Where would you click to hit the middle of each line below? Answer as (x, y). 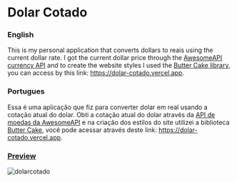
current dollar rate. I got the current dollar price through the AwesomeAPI (115, 58)
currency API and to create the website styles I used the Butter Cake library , (119, 66)
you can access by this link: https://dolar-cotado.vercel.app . (96, 73)
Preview (22, 156)
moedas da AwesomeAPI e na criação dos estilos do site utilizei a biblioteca (118, 122)
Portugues (26, 91)
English (21, 35)
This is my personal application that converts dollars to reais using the (110, 50)
